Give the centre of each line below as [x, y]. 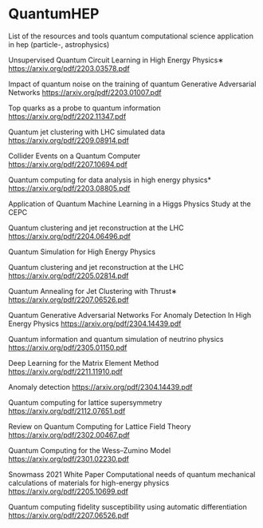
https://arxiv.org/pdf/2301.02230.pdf [69, 459]
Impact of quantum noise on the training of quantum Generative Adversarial [132, 84]
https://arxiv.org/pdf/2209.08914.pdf [69, 140]
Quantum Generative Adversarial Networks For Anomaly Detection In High [130, 315]
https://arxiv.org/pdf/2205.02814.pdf [69, 276]
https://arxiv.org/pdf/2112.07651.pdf [67, 411]
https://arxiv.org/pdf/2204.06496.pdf [70, 236]
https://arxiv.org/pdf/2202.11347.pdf [67, 116]
